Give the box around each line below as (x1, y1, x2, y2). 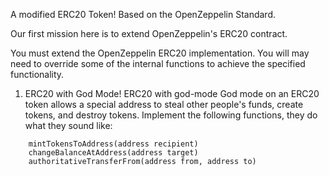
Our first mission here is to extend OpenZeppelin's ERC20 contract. (10, 28, 288, 39)
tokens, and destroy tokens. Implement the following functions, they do (24, 109, 318, 121)
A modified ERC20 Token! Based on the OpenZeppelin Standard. (10, 9, 276, 20)
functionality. (10, 69, 65, 80)
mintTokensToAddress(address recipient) (28, 139, 199, 149)
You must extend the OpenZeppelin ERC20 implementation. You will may (10, 47, 310, 59)
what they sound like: (24, 120, 113, 131)
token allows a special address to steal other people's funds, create (24, 99, 304, 110)
